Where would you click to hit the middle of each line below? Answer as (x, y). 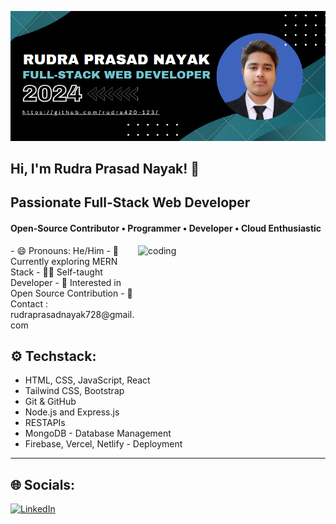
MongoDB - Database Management (98, 433)
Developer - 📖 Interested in (66, 282)
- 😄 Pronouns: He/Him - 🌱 (65, 250)
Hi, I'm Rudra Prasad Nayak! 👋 (105, 168)
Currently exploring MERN (64, 261)
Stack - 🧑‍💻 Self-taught (56, 272)
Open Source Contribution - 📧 (71, 293)
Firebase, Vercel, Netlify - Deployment (103, 444)
